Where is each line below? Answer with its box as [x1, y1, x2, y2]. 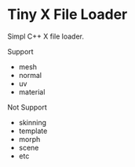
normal [18, 70, 42, 80]
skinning [18, 117, 47, 127]
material [18, 87, 46, 96]
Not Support [7, 102, 48, 112]
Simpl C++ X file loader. [7, 32, 84, 41]
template [18, 126, 48, 135]
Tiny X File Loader [7, 6, 128, 24]
